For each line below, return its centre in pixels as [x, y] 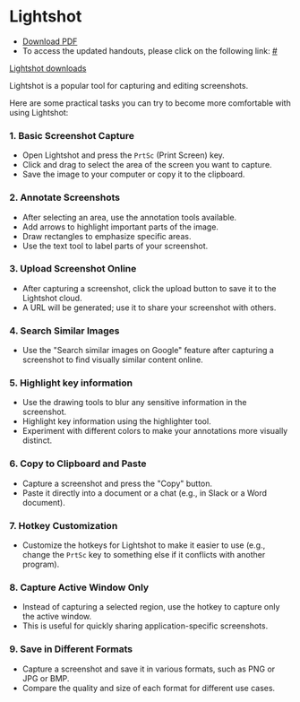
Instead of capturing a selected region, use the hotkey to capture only [151, 607]
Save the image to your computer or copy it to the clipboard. [133, 174]
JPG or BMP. [46, 678]
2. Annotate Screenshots [65, 197]
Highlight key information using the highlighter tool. [117, 421]
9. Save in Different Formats [71, 649]
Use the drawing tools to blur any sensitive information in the [134, 403]
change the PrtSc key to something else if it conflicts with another [144, 555]
